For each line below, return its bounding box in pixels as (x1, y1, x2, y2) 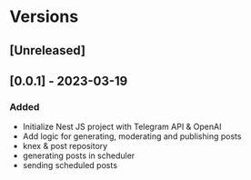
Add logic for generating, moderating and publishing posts (22, 131, 242, 142)
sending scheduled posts (22, 160, 118, 171)
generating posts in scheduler (22, 150, 136, 161)
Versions (9, 6, 79, 27)
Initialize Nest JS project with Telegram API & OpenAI (22, 121, 222, 133)
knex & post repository (22, 141, 108, 152)
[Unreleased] (9, 43, 86, 58)
